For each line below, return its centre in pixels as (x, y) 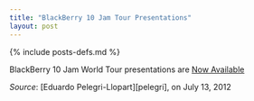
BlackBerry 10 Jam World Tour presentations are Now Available (127, 69)
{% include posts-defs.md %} (65, 51)
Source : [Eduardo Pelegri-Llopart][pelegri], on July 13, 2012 (121, 87)
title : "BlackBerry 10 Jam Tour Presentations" (101, 18)
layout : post (34, 26)
